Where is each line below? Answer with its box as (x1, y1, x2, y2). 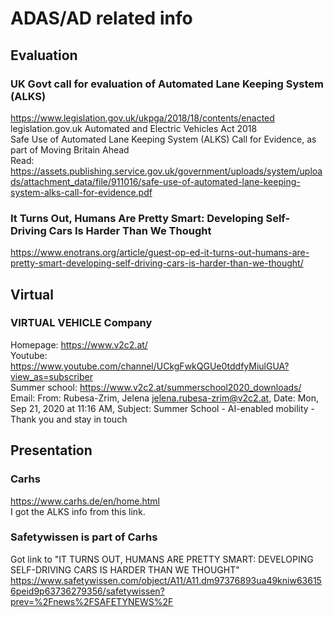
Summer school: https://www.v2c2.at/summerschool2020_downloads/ (10, 381, 302, 393)
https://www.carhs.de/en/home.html (10, 495, 160, 507)
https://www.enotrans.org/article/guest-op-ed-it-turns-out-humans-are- (10, 247, 310, 259)
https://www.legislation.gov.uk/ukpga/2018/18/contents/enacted (10, 112, 275, 124)
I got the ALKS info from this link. (10, 505, 146, 517)
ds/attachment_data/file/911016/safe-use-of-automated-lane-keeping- (10, 175, 301, 187)
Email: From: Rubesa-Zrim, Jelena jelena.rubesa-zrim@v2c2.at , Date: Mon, (10, 392, 319, 404)
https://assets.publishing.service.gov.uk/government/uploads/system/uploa (10, 165, 323, 177)
